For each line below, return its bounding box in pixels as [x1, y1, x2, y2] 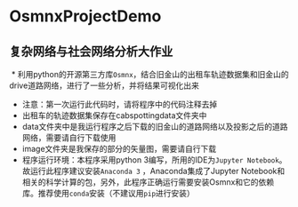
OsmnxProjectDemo [9, 6, 162, 27]
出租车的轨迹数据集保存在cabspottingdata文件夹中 [21, 110, 207, 121]
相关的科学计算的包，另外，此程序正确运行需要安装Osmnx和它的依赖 [21, 177, 275, 187]
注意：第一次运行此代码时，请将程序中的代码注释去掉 [21, 100, 218, 109]
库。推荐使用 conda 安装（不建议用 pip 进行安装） [21, 188, 196, 198]
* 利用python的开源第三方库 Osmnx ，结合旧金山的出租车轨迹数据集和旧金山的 [11, 69, 289, 79]
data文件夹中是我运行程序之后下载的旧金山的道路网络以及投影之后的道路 [21, 122, 288, 131]
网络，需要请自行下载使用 [21, 132, 117, 143]
